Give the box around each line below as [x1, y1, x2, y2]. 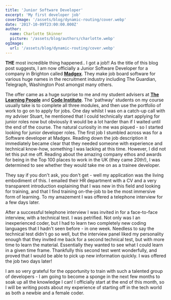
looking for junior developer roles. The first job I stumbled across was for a [5, 129, 162, 136]
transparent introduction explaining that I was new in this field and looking [5, 183, 161, 189]
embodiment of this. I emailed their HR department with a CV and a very [5, 177, 157, 183]
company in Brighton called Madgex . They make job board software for [5, 70, 156, 77]
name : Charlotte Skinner [10, 31, 63, 36]
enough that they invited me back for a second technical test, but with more [5, 236, 165, 242]
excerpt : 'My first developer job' [5, 12, 81, 17]
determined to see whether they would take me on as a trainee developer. [5, 162, 161, 168]
